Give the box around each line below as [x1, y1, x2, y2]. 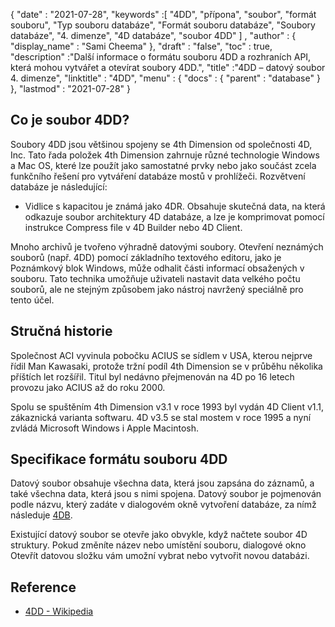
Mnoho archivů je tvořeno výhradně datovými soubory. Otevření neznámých [10, 240, 324, 253]
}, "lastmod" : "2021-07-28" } [10, 83, 131, 94]
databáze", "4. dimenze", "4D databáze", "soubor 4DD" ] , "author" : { [10, 30, 297, 41]
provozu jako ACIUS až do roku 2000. [10, 381, 166, 393]
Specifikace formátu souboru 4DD [10, 451, 228, 468]
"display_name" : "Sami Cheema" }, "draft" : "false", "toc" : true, [10, 40, 273, 52]
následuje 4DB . [10, 509, 73, 521]
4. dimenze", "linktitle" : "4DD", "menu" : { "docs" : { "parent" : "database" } [10, 72, 321, 84]
